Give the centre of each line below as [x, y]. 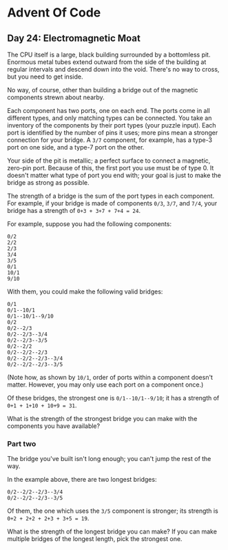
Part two [22, 444]
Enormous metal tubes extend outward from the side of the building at [107, 62]
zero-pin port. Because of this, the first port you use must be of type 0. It [111, 168]
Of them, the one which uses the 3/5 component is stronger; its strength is [113, 511]
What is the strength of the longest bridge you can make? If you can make [112, 531]
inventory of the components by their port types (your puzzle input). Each [112, 125]
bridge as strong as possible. [48, 183]
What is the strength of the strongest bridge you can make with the [102, 419]
